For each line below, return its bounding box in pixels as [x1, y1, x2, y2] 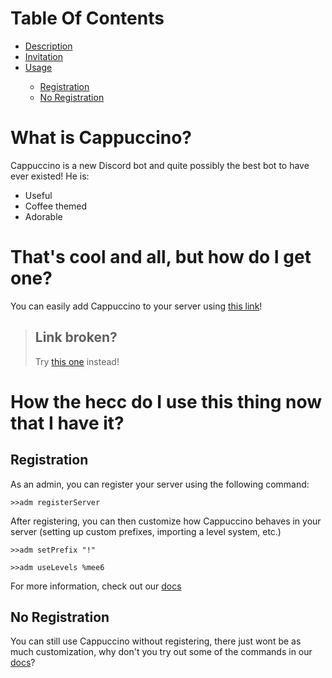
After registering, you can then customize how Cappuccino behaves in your [10, 515, 322, 527]
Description [24, 40, 73, 52]
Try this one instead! [34, 355, 120, 367]
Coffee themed [24, 200, 88, 212]
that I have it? [10, 412, 125, 434]
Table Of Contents [10, 7, 165, 30]
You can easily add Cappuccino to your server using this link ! [10, 300, 263, 312]
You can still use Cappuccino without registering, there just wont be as [10, 635, 302, 647]
